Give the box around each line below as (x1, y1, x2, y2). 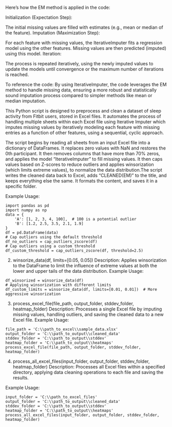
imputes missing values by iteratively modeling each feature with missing (5, 124, 160, 130)
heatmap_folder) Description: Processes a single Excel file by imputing (12, 306, 162, 312)
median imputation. (5, 98, 46, 104)
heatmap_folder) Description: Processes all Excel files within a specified (12, 364, 165, 369)
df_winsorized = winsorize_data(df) (5, 278, 84, 283)
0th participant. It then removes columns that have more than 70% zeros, (5, 151, 160, 156)
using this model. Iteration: (5, 51, 62, 57)
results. (12, 375, 29, 381)
